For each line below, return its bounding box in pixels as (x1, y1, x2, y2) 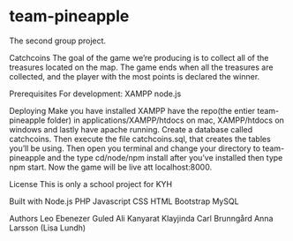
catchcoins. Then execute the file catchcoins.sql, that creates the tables (9, 133, 271, 144)
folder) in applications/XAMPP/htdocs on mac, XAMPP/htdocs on (47, 115, 285, 125)
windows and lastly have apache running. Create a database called (9, 124, 253, 134)
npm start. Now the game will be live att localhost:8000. (9, 162, 213, 172)
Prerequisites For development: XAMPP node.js (9, 88, 182, 99)
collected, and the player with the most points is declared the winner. (9, 71, 260, 81)
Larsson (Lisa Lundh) (9, 222, 86, 233)
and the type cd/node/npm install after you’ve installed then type (47, 152, 283, 162)
